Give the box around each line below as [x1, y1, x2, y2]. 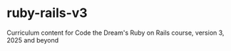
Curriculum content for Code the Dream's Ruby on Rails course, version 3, [6, 28, 225, 37]
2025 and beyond [6, 35, 59, 44]
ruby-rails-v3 [6, 5, 88, 21]
